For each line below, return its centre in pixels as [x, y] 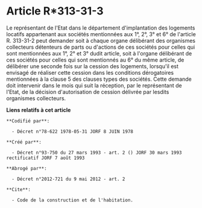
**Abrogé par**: [27, 168]
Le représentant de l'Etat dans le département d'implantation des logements [101, 28]
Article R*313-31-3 [55, 11]
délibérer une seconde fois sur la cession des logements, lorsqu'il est [93, 66]
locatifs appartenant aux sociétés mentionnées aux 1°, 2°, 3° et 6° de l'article [101, 34]
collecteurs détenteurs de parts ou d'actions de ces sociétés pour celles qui [101, 47]
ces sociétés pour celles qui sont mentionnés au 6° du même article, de [95, 60]
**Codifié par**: [28, 121]
